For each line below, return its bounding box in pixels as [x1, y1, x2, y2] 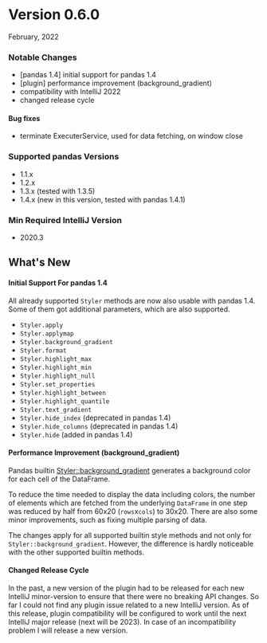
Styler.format [19, 347, 67, 355]
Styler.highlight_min [19, 363, 92, 371]
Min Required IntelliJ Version [8, 214, 122, 225]
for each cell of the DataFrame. [8, 474, 111, 484]
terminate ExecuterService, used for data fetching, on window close [19, 131, 243, 141]
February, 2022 [8, 32, 60, 41]
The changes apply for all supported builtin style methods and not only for [8, 530, 253, 539]
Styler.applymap [19, 329, 74, 338]
